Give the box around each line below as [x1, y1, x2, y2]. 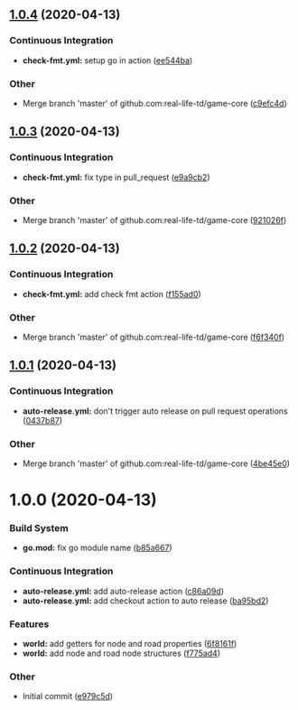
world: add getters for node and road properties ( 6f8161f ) [22, 639, 237, 649]
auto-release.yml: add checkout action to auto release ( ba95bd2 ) [22, 595, 269, 606]
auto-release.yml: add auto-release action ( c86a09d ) [22, 585, 224, 596]
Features [9, 618, 50, 631]
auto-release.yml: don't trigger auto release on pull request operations [22, 406, 288, 416]
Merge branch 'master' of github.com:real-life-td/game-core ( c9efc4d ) [22, 98, 287, 108]
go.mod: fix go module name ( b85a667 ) [22, 542, 173, 554]
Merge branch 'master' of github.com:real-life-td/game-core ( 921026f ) [22, 214, 287, 225]
